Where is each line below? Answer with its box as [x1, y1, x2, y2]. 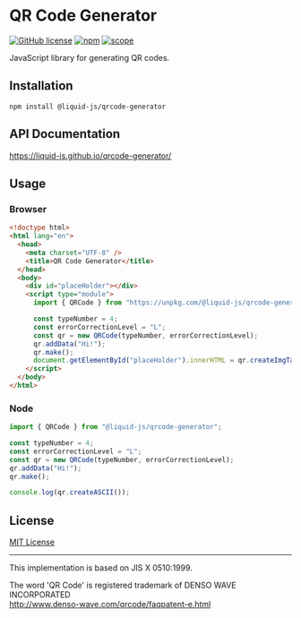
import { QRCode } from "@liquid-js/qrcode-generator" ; [9, 423, 222, 432]
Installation [9, 78, 73, 94]
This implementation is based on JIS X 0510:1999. [9, 562, 193, 573]
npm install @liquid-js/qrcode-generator [9, 102, 167, 111]
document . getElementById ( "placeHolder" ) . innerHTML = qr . [32, 356, 251, 365]
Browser [9, 202, 47, 215]
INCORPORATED [9, 589, 71, 600]
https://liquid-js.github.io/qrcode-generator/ [9, 150, 172, 161]
